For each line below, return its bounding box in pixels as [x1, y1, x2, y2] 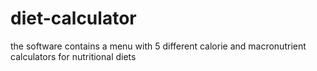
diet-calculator [10, 7, 137, 30]
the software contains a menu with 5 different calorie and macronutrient [10, 40, 307, 52]
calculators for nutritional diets [10, 50, 137, 62]
